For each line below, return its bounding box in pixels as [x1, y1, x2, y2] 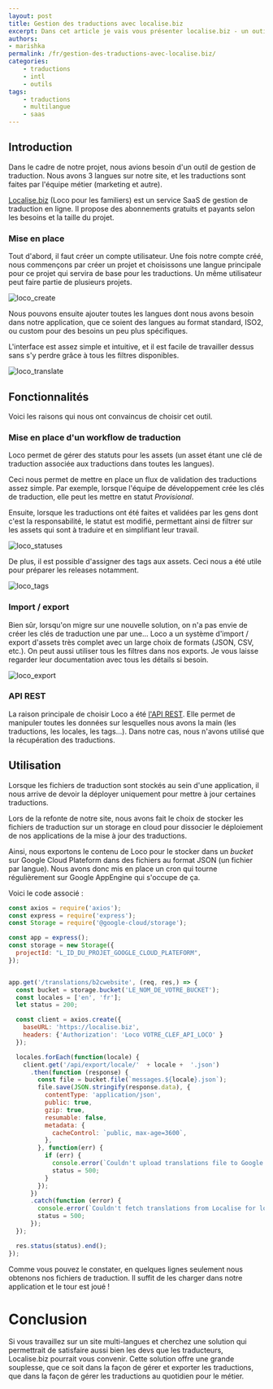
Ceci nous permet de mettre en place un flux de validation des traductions [8, 475, 258, 484]
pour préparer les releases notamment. [8, 565, 140, 575]
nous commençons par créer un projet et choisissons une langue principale [8, 260, 262, 269]
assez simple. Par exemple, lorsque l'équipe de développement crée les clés [8, 484, 265, 493]
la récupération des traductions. [8, 734, 115, 745]
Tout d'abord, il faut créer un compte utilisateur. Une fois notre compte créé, [8, 252, 264, 261]
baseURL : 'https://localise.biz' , [23, 1023, 140, 1032]
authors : [8, 34, 38, 43]
